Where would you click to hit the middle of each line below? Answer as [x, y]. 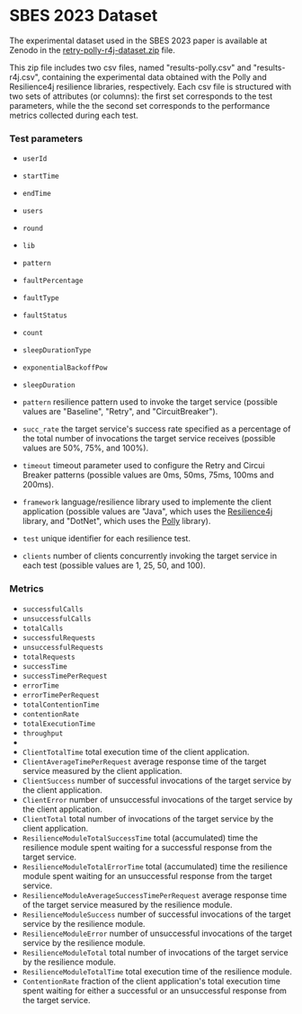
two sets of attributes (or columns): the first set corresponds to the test [141, 96]
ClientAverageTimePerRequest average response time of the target [144, 761]
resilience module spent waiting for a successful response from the [147, 847]
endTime [36, 194]
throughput [43, 734]
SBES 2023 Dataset [84, 16]
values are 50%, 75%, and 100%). [85, 448]
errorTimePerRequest [61, 695]
